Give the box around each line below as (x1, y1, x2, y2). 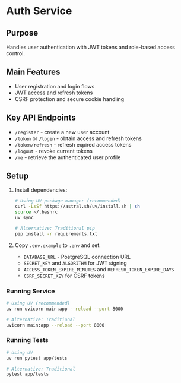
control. (6, 50, 26, 57)
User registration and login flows (14, 83, 95, 90)
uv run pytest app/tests (6, 355, 68, 361)
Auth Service (6, 4, 72, 18)
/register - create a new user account (14, 128, 110, 135)
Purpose (6, 28, 39, 38)
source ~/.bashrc (14, 209, 58, 215)
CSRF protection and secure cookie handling (14, 95, 125, 102)
